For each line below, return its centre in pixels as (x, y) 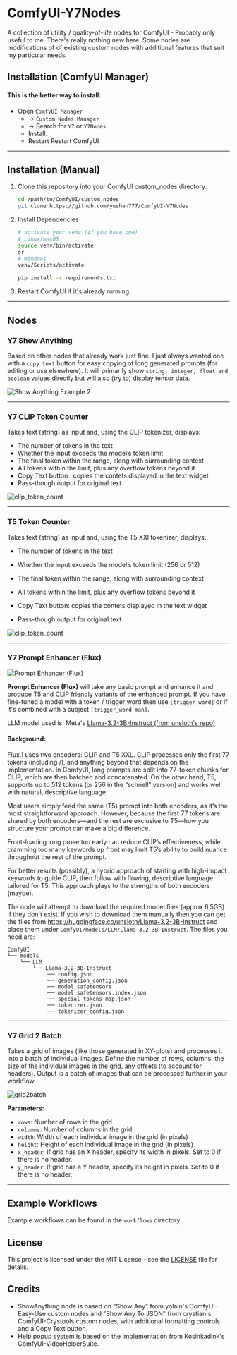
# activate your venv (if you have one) (78, 233)
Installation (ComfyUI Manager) (78, 77)
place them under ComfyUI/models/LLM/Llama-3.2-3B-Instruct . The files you (117, 929)
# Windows (32, 259)
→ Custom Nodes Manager (64, 119)
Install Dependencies (48, 219)
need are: (21, 937)
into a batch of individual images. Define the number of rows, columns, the (116, 1059)
